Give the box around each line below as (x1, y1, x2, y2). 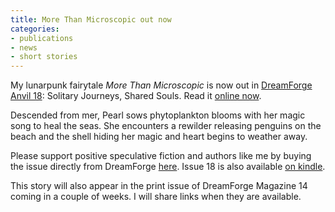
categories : (10, 24, 60, 34)
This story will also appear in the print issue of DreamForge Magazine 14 (10, 180, 308, 192)
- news (10, 42, 38, 53)
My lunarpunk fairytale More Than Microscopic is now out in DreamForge (10, 79, 313, 91)
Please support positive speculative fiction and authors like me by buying (10, 150, 312, 162)
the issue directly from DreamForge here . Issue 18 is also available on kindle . (10, 161, 326, 173)
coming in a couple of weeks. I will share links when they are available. (10, 191, 302, 203)
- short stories (10, 52, 78, 62)
